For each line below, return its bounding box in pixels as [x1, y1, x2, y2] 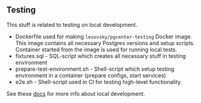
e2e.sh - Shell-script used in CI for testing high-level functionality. [15, 78, 183, 85]
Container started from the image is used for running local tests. [15, 46, 178, 53]
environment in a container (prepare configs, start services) [15, 71, 167, 79]
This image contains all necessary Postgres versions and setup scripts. [15, 39, 195, 46]
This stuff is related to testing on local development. [6, 21, 138, 28]
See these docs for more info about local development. [6, 90, 145, 97]
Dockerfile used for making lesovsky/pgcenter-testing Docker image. [15, 33, 192, 40]
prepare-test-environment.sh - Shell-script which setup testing [15, 65, 175, 73]
